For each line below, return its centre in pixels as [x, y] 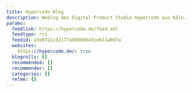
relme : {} [24, 79]
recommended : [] [32, 62]
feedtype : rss [30, 34]
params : [16, 23]
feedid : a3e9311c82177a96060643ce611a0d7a [66, 40]
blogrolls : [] [30, 57]
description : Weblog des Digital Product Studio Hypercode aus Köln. [97, 18]
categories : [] [31, 74]
